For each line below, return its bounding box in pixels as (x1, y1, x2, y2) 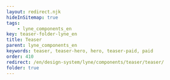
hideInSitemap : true (6, 14, 59, 20)
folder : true (6, 64, 39, 71)
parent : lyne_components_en (6, 43, 78, 49)
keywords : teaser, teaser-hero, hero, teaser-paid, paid (6, 48, 154, 54)
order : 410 (6, 54, 34, 60)
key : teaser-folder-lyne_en (6, 31, 78, 37)
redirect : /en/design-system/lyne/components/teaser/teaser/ (6, 59, 165, 65)
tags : (6, 20, 20, 26)
